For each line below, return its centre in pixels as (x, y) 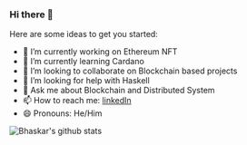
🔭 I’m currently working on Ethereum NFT (100, 52)
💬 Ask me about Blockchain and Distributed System (119, 91)
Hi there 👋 (32, 14)
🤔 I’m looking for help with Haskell (86, 81)
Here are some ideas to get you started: (84, 34)
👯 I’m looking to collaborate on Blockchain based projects (130, 71)
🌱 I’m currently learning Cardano (84, 62)
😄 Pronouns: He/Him (62, 113)
